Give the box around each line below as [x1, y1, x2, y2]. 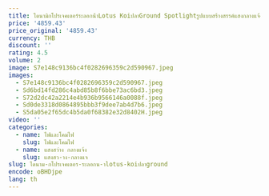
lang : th [8, 175, 38, 184]
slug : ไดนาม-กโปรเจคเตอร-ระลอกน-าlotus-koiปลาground [8, 161, 168, 169]
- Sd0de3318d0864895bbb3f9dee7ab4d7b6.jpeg [15, 101, 163, 109]
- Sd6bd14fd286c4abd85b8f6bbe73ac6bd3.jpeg [15, 86, 163, 94]
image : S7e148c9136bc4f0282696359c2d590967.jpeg [8, 64, 174, 72]
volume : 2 [8, 57, 42, 65]
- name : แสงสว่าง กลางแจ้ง [15, 146, 87, 154]
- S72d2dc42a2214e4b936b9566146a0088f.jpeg [15, 94, 163, 102]
